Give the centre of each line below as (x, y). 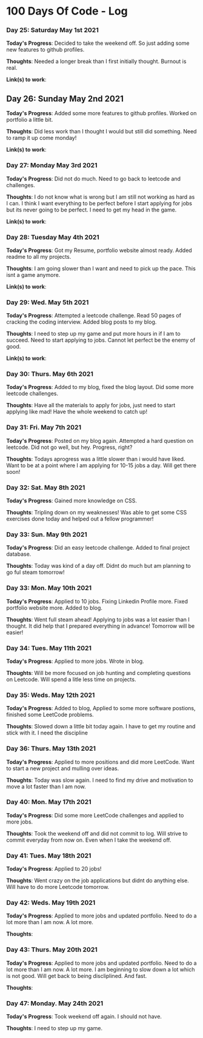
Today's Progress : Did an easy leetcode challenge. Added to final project (98, 548)
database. (19, 554)
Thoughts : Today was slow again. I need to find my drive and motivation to (100, 780)
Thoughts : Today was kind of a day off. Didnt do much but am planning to (98, 566)
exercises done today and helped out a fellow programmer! (80, 519)
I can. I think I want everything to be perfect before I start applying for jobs (99, 203)
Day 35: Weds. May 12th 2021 (51, 695)
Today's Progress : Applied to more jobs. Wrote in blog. (75, 661)
